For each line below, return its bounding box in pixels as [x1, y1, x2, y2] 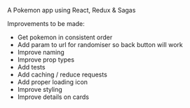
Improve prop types [17, 55, 75, 64]
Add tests [17, 63, 46, 71]
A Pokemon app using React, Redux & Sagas [7, 6, 136, 14]
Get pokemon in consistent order [17, 33, 113, 41]
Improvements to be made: [7, 20, 86, 27]
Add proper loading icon [17, 78, 88, 86]
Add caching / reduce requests [17, 70, 107, 79]
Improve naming [17, 48, 65, 56]
